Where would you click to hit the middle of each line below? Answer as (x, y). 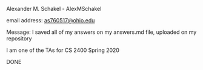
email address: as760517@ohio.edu (51, 20)
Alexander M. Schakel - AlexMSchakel (54, 9)
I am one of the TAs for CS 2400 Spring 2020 (63, 50)
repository (19, 38)
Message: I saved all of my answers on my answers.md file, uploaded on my (101, 32)
